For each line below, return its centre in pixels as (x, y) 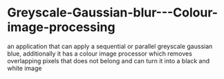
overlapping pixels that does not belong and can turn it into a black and (109, 60)
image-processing (61, 27)
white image (25, 68)
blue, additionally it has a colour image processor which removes (100, 54)
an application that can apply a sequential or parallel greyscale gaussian (110, 46)
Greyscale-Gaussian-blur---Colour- (113, 13)
